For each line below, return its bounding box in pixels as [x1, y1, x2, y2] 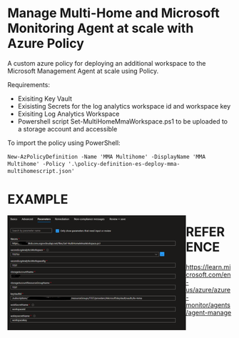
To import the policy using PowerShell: [7, 138, 121, 147]
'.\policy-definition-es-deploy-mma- [68, 160, 180, 167]
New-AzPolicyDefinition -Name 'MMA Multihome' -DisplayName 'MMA [7, 153, 205, 160]
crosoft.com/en [185, 270, 231, 279]
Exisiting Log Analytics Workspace [17, 109, 120, 118]
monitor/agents [185, 301, 230, 309]
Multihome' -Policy [7, 160, 66, 167]
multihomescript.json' [7, 167, 75, 174]
